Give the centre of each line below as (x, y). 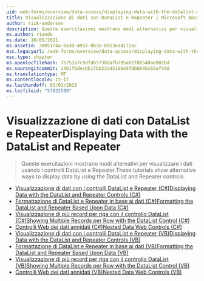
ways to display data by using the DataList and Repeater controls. (103, 176)
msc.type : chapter (29, 57)
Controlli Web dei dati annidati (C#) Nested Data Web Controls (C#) (98, 227)
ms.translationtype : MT (36, 74)
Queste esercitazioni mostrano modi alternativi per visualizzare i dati (107, 163)
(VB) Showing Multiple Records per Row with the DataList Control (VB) (102, 265)
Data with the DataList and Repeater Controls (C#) (78, 194)
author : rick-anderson (35, 23)
